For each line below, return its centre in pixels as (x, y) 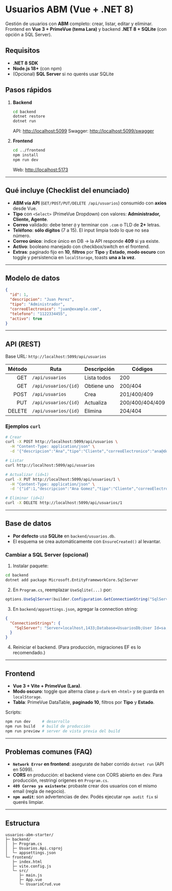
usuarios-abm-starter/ (29, 835)
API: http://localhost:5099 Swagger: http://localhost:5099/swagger (83, 131)
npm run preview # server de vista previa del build (63, 731)
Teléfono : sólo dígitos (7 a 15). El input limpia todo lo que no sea (81, 230)
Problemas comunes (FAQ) (49, 752)
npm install (25, 155)
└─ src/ (20, 871)
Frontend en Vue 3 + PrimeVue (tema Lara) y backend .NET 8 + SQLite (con (86, 29)
